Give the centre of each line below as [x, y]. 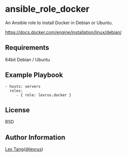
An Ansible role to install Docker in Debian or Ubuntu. [59, 23]
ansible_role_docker [47, 9]
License [17, 110]
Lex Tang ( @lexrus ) [24, 149]
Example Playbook [34, 75]
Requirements [27, 48]
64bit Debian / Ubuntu [28, 60]
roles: [16, 91]
